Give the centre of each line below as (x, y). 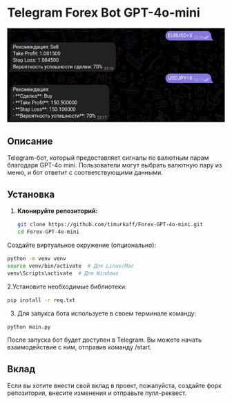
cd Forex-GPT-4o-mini (48, 232)
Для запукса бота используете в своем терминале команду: (107, 313)
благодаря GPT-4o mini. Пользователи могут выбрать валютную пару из (115, 165)
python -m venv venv (37, 259)
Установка (31, 194)
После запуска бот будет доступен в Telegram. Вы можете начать (105, 340)
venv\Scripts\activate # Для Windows (63, 273)
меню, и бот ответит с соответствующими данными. (85, 173)
